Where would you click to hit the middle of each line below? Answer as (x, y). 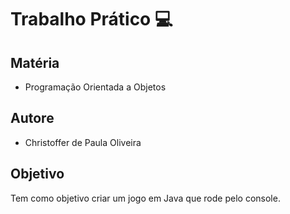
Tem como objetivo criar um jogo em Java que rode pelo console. (145, 198)
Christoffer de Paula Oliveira (83, 142)
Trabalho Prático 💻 (91, 19)
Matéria (35, 62)
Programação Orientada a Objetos (95, 87)
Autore (32, 118)
